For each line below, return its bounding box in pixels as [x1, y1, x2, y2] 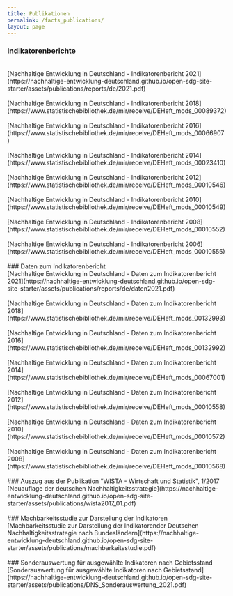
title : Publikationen [7, 10, 70, 17]
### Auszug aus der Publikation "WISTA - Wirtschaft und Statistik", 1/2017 [7, 477, 220, 485]
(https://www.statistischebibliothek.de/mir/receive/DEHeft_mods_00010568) [7, 461, 226, 471]
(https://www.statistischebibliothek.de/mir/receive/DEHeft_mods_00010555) [7, 247, 225, 255]
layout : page [7, 23, 45, 30]
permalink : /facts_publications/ [7, 17, 104, 24]
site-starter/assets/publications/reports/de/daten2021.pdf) [7, 284, 175, 293]
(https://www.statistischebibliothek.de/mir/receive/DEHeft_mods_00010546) [7, 181, 226, 189]
